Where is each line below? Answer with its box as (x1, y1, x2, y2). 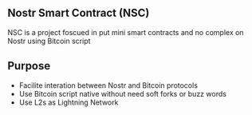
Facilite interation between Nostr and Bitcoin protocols (18, 80, 199, 90)
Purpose (7, 59, 51, 73)
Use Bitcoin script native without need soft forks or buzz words (18, 89, 226, 98)
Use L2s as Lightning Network (18, 97, 119, 107)
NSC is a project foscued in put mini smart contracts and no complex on (7, 27, 244, 37)
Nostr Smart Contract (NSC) (7, 6, 150, 20)
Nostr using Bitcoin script (7, 36, 91, 46)
